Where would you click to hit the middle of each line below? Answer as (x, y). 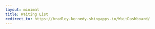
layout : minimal (22, 10)
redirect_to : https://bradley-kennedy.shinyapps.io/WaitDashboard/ (78, 19)
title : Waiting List (27, 14)
